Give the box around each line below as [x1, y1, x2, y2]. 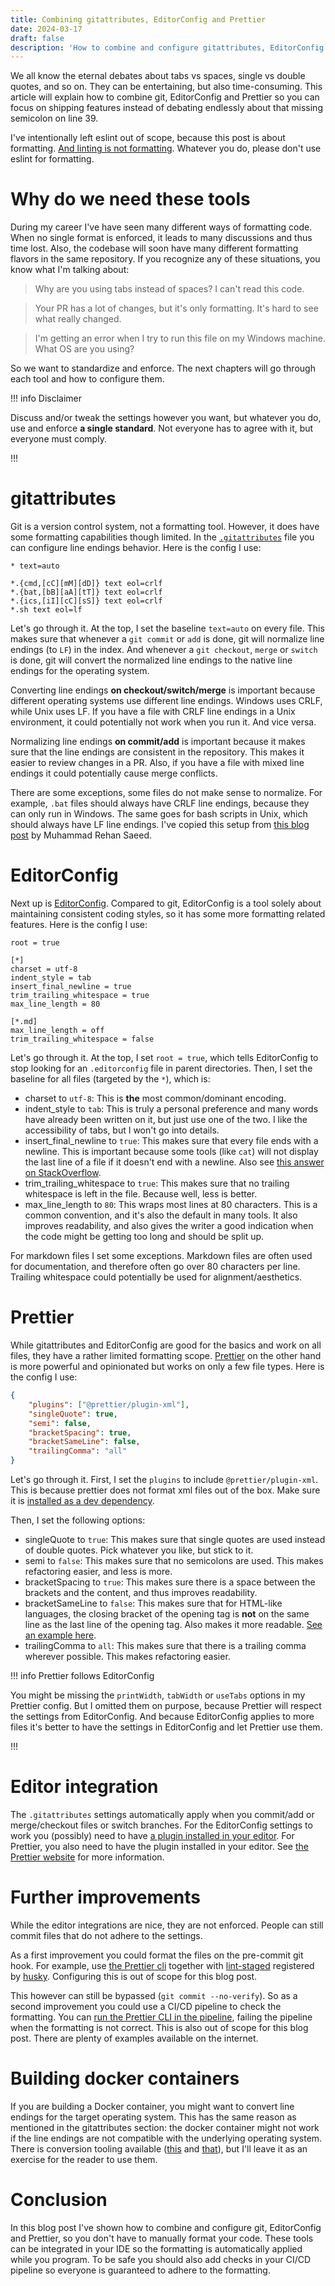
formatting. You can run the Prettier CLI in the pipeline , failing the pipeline [10, 2011, 313, 2023]
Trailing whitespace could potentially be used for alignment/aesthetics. [10, 1271, 303, 1283]
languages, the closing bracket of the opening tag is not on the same [24, 1608, 310, 1620]
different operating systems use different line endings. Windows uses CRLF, [10, 695, 323, 707]
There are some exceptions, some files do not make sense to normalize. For [10, 787, 323, 799]
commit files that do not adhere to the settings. [10, 1929, 203, 1941]
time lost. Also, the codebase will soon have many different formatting [10, 242, 299, 255]
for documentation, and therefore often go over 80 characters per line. [10, 1261, 301, 1273]
